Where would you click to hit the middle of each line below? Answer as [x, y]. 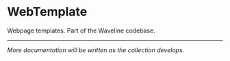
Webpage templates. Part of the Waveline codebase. [81, 30]
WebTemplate [47, 12]
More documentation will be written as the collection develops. [96, 50]
